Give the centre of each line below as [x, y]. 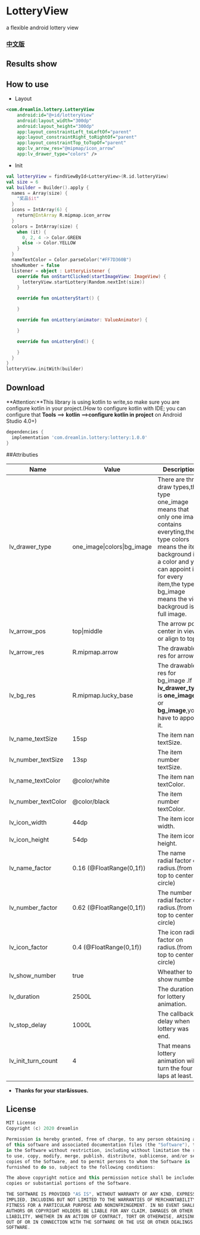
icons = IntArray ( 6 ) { [40, 210]
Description [180, 469]
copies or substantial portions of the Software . [69, 1184]
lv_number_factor [33, 907]
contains [170, 524]
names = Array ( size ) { [40, 193]
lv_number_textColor [38, 801]
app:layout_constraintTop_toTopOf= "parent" [72, 143]
